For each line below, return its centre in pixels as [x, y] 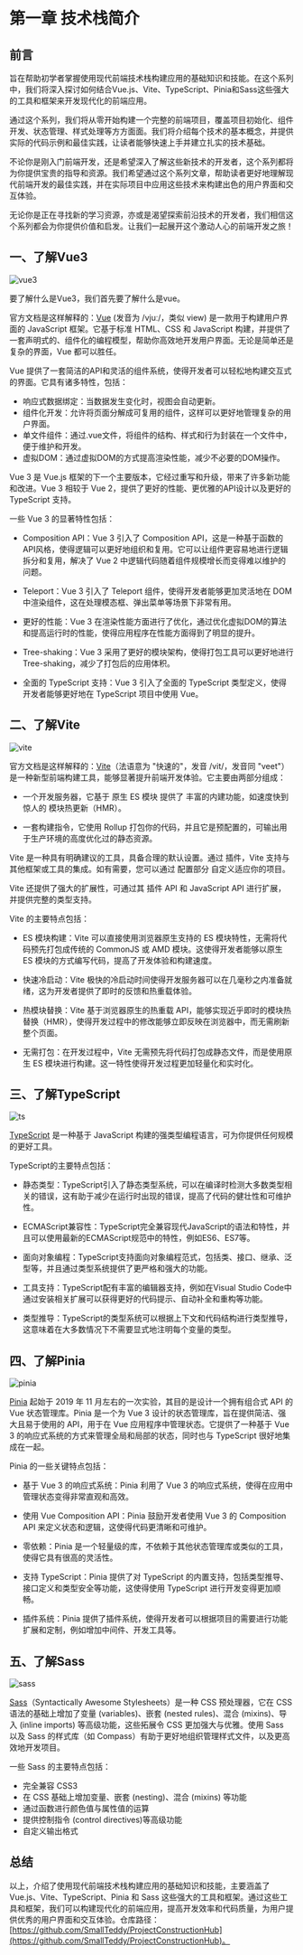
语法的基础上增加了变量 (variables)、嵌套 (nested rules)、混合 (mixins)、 [144, 1714]
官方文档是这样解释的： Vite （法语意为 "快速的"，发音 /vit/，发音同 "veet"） [149, 766]
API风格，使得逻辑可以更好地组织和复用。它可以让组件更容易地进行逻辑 [155, 549]
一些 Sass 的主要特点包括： [60, 1767]
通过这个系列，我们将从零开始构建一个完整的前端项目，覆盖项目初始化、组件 [151, 120]
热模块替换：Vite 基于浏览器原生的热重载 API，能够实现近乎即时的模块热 [156, 1010]
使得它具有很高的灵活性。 [70, 1558]
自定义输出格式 [50, 1831]
